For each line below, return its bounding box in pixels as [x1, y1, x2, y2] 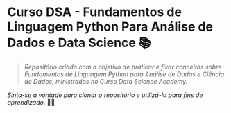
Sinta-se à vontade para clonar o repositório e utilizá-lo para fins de [7, 91, 203, 99]
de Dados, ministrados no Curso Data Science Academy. [24, 77, 188, 85]
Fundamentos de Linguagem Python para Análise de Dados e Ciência [24, 70, 225, 78]
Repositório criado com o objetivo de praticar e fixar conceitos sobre [24, 62, 222, 71]
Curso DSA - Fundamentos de [7, 4, 182, 20]
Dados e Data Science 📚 [7, 35, 152, 51]
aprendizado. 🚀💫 [7, 98, 55, 106]
